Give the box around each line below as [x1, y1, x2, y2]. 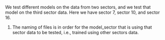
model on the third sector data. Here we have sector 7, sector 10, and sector [5, 9, 160, 15]
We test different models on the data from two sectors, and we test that [5, 4, 151, 10]
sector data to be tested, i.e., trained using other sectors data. [12, 30, 139, 35]
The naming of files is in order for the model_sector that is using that [12, 24, 152, 30]
